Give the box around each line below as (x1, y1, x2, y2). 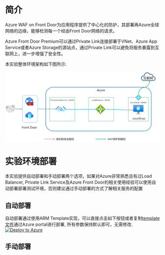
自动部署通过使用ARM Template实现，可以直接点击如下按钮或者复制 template (5, 215, 160, 222)
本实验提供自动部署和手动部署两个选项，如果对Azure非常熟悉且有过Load (5, 173, 152, 179)
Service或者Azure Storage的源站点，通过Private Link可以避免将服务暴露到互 (5, 44, 160, 50)
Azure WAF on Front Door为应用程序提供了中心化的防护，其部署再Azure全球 (5, 22, 160, 28)
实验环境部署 (5, 156, 57, 167)
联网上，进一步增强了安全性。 (5, 50, 65, 57)
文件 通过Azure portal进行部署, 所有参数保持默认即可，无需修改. (5, 222, 133, 227)
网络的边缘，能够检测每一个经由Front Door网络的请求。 (5, 28, 117, 33)
